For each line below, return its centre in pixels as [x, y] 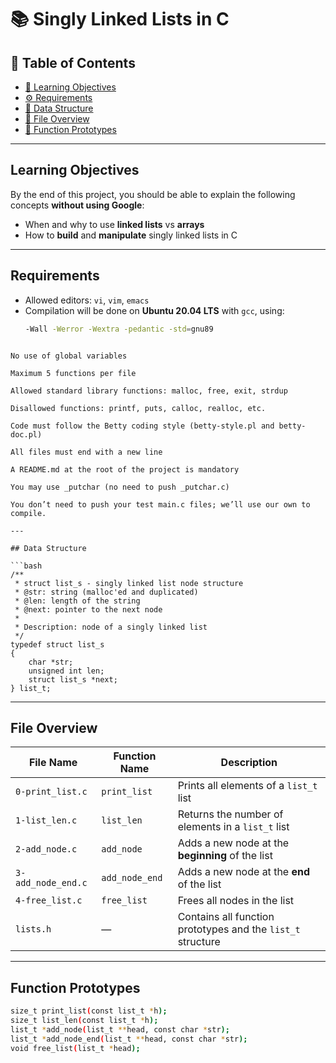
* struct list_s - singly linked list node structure [129, 583]
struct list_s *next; [73, 679]
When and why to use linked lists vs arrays [114, 224]
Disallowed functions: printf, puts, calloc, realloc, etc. [138, 408]
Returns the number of [230, 814]
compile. [28, 513]
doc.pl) [26, 434]
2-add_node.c [46, 849]
